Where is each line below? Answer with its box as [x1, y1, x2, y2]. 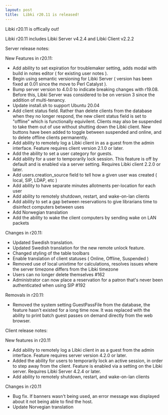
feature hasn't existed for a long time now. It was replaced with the [12, 307, 150, 313]
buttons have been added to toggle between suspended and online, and [12, 129, 162, 135]
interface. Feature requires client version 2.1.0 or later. [12, 145, 124, 151]
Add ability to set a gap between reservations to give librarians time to [12, 198, 157, 204]
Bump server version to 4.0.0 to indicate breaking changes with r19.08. [12, 86, 159, 92]
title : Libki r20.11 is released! [5, 12, 80, 17]
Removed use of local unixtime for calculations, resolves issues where [12, 261, 158, 267]
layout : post [5, 7, 33, 13]
